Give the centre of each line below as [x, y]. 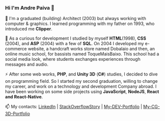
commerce [16, 49]
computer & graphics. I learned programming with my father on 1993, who [80, 24]
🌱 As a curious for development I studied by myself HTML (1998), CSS [76, 38]
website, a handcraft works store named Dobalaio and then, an [91, 49]
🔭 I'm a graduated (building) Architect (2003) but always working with [76, 19]
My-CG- [151, 107]
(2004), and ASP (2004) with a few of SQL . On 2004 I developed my [74, 44]
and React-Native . [24, 97]
